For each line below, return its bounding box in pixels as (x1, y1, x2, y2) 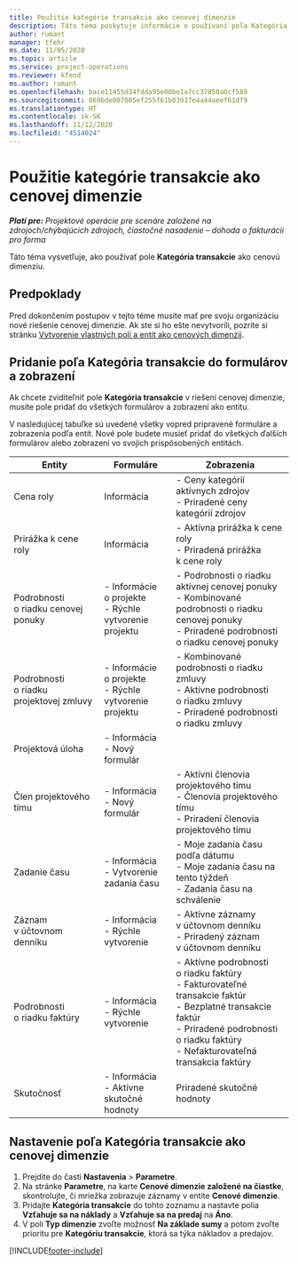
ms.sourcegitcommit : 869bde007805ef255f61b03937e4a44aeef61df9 (9, 95, 248, 105)
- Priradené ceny (176, 496, 248, 508)
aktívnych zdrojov (176, 485, 250, 498)
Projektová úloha (13, 743, 84, 756)
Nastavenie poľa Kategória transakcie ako (9, 1134, 247, 1149)
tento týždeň (176, 872, 229, 884)
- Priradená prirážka (176, 544, 262, 556)
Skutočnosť (13, 1087, 62, 1100)
